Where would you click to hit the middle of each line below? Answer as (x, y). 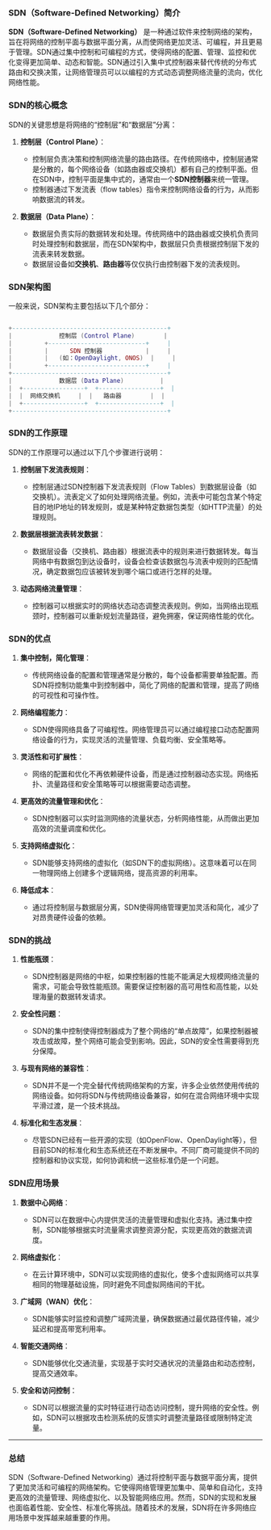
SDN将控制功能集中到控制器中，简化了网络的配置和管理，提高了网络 (146, 685)
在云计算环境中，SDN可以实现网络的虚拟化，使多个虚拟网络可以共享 (146, 1274)
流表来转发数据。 (60, 254)
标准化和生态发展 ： (52, 1123)
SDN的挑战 (30, 940)
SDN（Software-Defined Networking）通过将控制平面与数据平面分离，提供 (133, 1477)
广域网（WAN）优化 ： (57, 1301)
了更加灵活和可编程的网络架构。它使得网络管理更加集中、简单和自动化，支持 (135, 1487)
